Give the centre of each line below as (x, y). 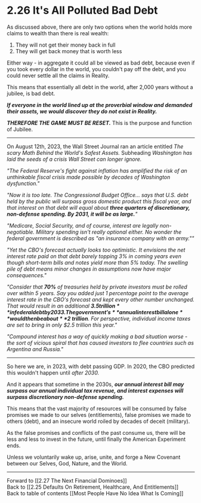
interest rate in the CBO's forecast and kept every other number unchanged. (101, 299)
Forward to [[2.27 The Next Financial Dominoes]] (67, 480)
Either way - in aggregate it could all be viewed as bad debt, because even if (101, 63)
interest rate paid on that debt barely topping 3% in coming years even (94, 256)
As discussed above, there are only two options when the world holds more (100, 27)
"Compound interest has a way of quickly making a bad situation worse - (97, 336)
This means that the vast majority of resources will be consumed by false (97, 408)
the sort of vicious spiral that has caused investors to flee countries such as (101, 343)
